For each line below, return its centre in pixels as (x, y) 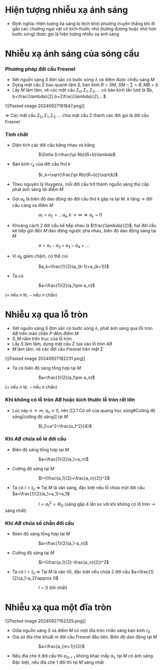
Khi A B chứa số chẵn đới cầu (40, 523)
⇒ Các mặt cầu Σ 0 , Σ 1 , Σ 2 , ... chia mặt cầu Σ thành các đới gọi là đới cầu (77, 116)
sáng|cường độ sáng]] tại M (40, 417)
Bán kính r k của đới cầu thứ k (41, 165)
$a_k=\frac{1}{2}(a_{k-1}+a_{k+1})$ (74, 267)
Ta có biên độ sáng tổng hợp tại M (47, 368)
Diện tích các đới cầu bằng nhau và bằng (53, 145)
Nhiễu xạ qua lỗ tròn (47, 315)
